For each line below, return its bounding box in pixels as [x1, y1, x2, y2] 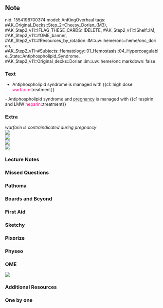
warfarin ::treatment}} [12, 87, 55, 93]
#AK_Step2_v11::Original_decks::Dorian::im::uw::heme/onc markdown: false [5, 58, 156, 64]
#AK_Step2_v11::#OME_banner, [5, 32, 67, 38]
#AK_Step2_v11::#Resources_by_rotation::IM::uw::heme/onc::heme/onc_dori [5, 38, 157, 43]
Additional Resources [5, 284, 57, 290]
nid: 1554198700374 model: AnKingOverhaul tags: [5, 17, 106, 22]
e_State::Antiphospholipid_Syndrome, [5, 53, 80, 59]
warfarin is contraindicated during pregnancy [5, 124, 97, 131]
